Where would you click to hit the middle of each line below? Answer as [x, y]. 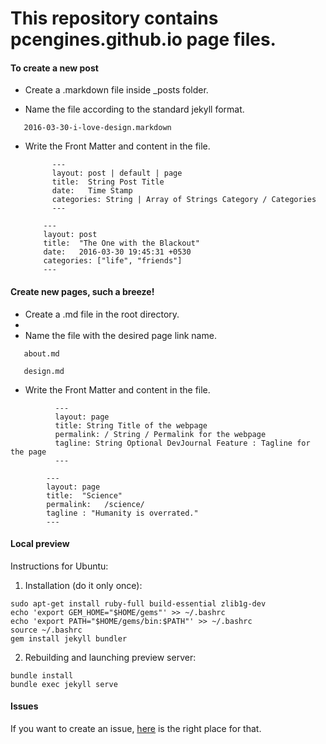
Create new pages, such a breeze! [82, 291]
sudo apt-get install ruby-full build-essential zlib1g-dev [138, 603]
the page [28, 452]
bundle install [42, 675]
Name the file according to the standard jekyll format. [134, 109]
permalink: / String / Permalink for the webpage [160, 434]
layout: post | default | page [117, 173]
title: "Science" [84, 495]
